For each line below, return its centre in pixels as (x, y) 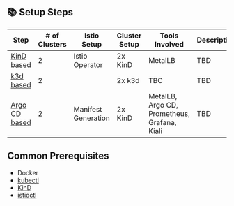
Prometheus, (169, 113)
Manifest (88, 109)
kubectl (28, 180)
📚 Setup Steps (40, 12)
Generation (92, 118)
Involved (169, 44)
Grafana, (163, 122)
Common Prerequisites (58, 156)
